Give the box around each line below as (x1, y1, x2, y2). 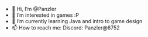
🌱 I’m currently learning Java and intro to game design (11, 18, 143, 24)
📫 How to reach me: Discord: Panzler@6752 (11, 24, 120, 31)
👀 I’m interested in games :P (11, 12, 79, 18)
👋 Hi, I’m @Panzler (11, 6, 57, 12)
